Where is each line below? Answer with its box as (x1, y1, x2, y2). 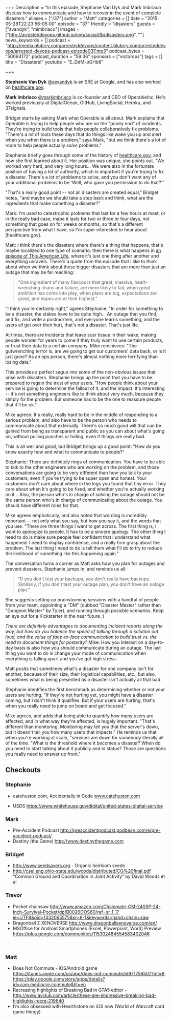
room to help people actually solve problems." (5, 142, 102, 148)
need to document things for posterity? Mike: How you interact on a (5, 639, 148, 645)
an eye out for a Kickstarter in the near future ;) (5, 613, 105, 619)
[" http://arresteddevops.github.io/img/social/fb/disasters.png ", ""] (5, 32, 144, 37)
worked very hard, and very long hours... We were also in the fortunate (5, 163, 154, 169)
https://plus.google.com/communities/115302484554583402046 (12, 931, 150, 937)
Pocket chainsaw (12, 903, 49, 910)
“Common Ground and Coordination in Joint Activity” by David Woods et (12, 873, 165, 879)
